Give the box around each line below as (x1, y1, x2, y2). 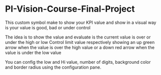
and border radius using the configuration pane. (5, 64, 101, 70)
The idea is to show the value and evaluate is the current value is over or (5, 34, 151, 40)
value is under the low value (5, 50, 62, 56)
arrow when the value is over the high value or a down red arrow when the (5, 44, 155, 50)
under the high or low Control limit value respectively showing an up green (5, 39, 155, 45)
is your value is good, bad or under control (5, 24, 91, 30)
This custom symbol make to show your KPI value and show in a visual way (5, 19, 157, 25)
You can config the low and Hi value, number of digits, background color (5, 59, 151, 65)
